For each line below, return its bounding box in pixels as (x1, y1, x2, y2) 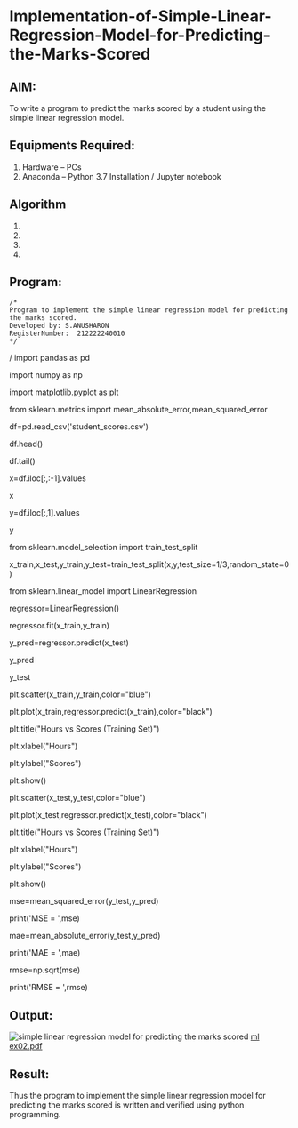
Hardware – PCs (21, 162, 82, 172)
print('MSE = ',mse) (9, 913, 80, 924)
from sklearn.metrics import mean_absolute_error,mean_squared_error (9, 404, 269, 415)
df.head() (9, 438, 44, 450)
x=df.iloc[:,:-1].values (9, 473, 86, 484)
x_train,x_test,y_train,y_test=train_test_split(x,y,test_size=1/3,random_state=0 (9, 559, 290, 570)
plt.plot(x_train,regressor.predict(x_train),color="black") (9, 707, 213, 717)
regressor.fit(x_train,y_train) (9, 620, 109, 631)
